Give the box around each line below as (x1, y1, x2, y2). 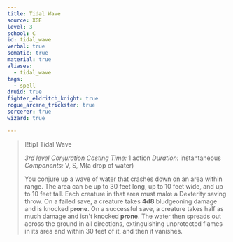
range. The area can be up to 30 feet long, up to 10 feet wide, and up (24, 182, 224, 190)
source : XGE (7, 17, 42, 24)
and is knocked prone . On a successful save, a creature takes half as (24, 204, 224, 213)
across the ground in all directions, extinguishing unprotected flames (24, 219, 223, 228)
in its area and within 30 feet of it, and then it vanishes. (24, 227, 183, 235)
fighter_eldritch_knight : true (7, 95, 99, 102)
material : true (7, 56, 52, 63)
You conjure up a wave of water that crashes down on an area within (24, 175, 223, 183)
